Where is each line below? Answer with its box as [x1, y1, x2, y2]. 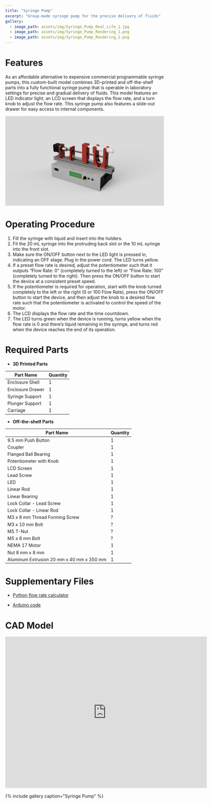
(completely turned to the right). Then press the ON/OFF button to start [12, 273, 160, 279]
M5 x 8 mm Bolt [7, 535, 40, 542]
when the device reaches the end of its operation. [12, 326, 116, 333]
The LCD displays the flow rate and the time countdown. [12, 310, 129, 316]
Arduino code [12, 602, 41, 608]
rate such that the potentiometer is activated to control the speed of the [12, 299, 161, 305]
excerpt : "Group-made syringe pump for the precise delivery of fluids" [5, 13, 161, 19]
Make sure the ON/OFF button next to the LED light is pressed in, [12, 251, 147, 257]
